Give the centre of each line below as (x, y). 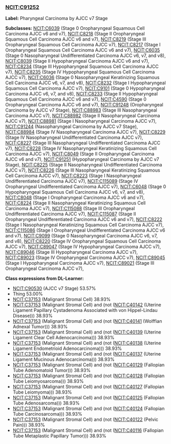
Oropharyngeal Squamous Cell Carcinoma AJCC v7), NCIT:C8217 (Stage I (83, 45)
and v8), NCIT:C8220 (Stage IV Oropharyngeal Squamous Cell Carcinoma (83, 241)
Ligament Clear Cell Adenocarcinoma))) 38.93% (63, 338)
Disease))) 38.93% (33, 316)
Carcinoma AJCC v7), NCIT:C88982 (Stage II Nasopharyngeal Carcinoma (83, 116)
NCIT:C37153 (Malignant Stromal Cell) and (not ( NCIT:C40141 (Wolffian (87, 321)
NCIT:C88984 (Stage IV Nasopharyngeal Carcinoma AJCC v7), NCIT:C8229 (85, 132)
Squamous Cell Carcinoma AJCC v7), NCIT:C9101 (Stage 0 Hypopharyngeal (85, 88)
